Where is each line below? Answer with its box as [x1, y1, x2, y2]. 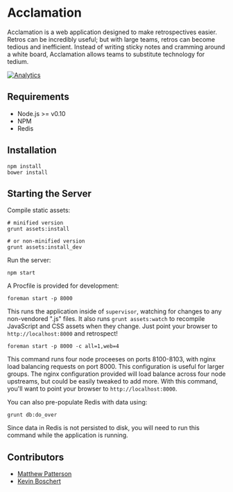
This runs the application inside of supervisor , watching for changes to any [7, 307, 222, 315]
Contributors [7, 451, 64, 463]
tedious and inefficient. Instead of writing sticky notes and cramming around [7, 42, 225, 51]
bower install [7, 169, 49, 176]
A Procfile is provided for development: [7, 281, 119, 290]
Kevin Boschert [17, 477, 61, 486]
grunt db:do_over [7, 411, 58, 418]
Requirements [7, 91, 69, 103]
